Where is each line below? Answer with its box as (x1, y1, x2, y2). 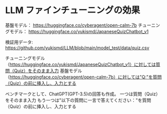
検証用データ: (5, 39, 34, 45)
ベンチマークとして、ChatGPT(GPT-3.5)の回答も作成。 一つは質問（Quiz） (5, 91, 160, 97)
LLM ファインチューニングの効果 (5, 5, 140, 16)
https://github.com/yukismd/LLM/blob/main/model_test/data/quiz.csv (5, 45, 149, 51)
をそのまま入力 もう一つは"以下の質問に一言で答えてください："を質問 (5, 97, 151, 103)
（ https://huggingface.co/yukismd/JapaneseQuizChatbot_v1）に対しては (5, 61, 156, 67)
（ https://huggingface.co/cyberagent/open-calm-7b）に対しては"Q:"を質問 (5, 74, 162, 80)
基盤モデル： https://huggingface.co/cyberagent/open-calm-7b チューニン (5, 22, 160, 28)
